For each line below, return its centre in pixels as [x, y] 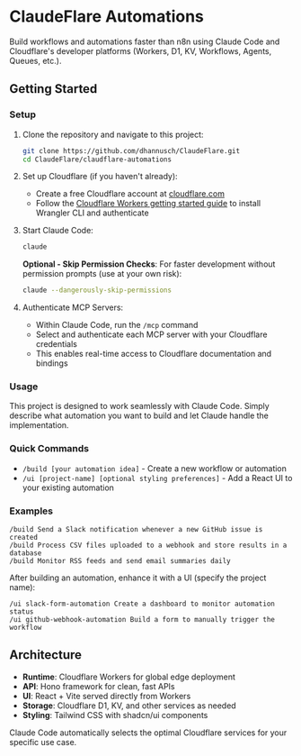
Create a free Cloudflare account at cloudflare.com [130, 194]
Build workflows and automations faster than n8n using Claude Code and [145, 41]
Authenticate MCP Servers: [73, 307]
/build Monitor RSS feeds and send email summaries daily [120, 561]
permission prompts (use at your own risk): [102, 274]
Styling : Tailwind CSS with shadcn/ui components [115, 715]
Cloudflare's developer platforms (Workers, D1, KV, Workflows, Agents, [141, 50]
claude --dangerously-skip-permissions [97, 290]
